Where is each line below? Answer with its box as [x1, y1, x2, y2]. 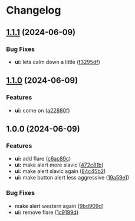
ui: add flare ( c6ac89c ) [14, 155, 71, 162]
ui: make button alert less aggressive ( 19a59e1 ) [14, 174, 130, 181]
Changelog [6, 4, 61, 17]
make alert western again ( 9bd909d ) [14, 202, 104, 209]
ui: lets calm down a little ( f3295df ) [14, 58, 100, 65]
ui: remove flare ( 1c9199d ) [14, 209, 79, 216]
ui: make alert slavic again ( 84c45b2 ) [14, 168, 106, 175]
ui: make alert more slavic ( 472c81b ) [14, 161, 104, 169]
